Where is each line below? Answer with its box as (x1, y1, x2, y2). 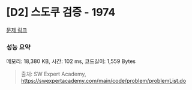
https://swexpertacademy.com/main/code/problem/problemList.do (20, 77, 187, 85)
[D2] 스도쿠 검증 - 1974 (6, 5, 116, 19)
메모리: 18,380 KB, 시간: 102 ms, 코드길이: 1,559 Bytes (6, 58, 136, 65)
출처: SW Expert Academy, (20, 70, 86, 78)
